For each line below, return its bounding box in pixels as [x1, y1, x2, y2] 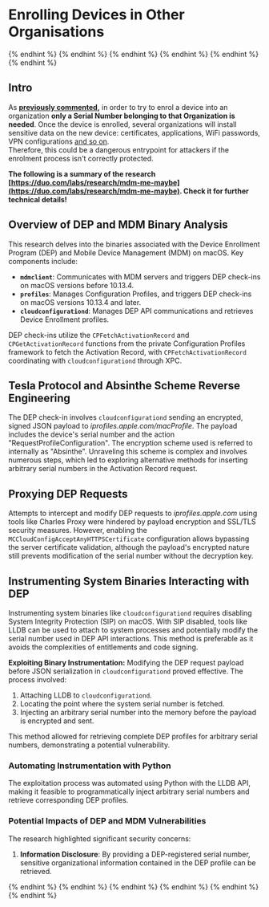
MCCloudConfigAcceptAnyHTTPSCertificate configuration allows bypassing [8, 534, 250, 543]
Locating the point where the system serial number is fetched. [19, 699, 225, 708]
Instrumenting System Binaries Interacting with [8, 574, 250, 588]
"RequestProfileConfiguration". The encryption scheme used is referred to [8, 438, 254, 448]
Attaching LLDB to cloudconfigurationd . [19, 690, 152, 700]
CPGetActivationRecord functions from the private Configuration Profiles [8, 339, 246, 348]
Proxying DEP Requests [8, 487, 128, 501]
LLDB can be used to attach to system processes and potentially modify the [8, 625, 259, 635]
